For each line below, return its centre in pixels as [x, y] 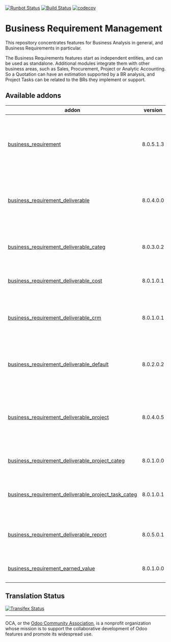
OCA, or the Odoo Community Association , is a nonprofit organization [78, 623]
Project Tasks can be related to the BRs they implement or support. [76, 80]
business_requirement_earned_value [51, 568]
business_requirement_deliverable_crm [55, 317]
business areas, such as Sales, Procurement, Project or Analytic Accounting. [85, 68]
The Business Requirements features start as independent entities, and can [84, 58]
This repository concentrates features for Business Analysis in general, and [84, 42]
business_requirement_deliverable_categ [57, 246]
